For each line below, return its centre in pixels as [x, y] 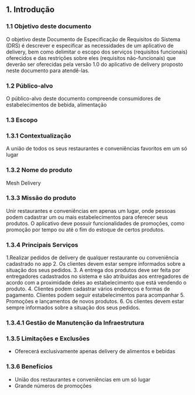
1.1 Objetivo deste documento [49, 26]
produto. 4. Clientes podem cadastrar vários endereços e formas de [88, 289]
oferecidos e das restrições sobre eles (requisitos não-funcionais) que [91, 58]
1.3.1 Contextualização [39, 136]
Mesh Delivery [23, 183]
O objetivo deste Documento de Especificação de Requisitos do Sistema [93, 39]
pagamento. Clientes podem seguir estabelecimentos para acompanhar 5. [95, 295]
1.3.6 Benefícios [29, 367]
